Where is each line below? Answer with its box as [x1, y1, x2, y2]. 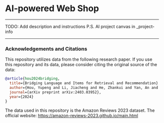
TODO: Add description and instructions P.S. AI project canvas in [5, 23, 136, 29]
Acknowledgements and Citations [5, 45, 87, 52]
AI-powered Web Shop [5, 3, 99, 14]
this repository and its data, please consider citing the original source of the [5, 62, 157, 68]
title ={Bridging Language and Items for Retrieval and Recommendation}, [9, 81, 161, 86]
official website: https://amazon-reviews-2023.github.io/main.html [5, 113, 138, 119]
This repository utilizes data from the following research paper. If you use [5, 56, 153, 62]
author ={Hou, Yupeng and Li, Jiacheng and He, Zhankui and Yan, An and [9, 85, 159, 90]
